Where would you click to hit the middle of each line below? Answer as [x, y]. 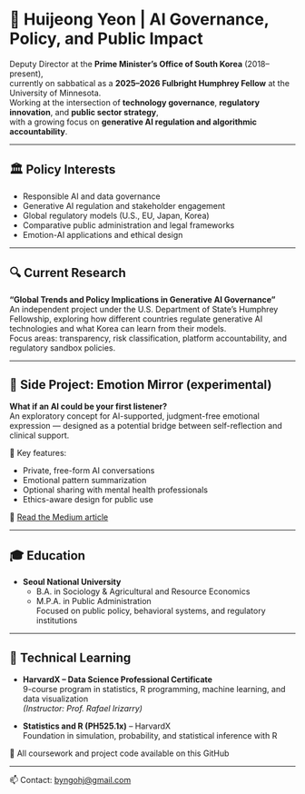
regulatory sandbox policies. [63, 347]
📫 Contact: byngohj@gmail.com [70, 780]
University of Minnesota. [55, 93]
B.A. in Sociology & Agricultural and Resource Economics [143, 591]
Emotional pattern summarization [84, 481]
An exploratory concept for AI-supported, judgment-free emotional [135, 416]
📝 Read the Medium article [59, 517]
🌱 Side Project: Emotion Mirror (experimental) [141, 385]
